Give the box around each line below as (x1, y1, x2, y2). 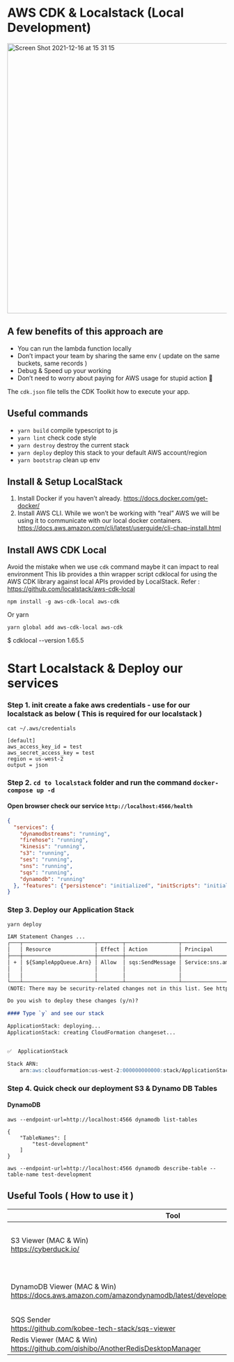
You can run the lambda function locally (17, 344, 132, 353)
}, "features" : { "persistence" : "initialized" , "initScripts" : (13, 882, 201, 889)
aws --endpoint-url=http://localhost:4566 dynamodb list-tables (7, 1116, 198, 1123)
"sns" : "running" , (19, 862, 73, 869)
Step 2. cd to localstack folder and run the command (7, 777, 192, 787)
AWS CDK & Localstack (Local (7, 5, 185, 21)
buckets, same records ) (17, 359, 88, 367)
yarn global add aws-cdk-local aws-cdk (7, 624, 123, 632)
